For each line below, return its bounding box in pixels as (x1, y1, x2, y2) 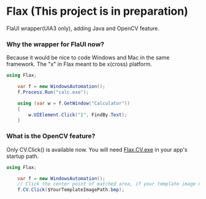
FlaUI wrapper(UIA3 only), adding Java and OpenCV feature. (6, 25, 160, 32)
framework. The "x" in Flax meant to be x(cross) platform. (6, 60, 152, 68)
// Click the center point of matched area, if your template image (17, 181, 196, 187)
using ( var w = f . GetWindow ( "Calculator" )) (17, 100, 131, 106)
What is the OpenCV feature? (6, 132, 96, 141)
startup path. (6, 152, 39, 160)
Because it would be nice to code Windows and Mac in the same (6, 54, 170, 61)
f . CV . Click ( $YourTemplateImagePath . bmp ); (17, 187, 124, 193)
